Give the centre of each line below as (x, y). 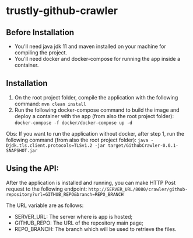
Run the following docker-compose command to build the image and (97, 110)
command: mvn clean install (50, 104)
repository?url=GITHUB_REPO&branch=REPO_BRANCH (65, 194)
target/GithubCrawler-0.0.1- (143, 145)
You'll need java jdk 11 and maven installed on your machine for (90, 46)
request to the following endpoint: (47, 189)
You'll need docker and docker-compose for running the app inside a (97, 59)
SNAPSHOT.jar (22, 150)
